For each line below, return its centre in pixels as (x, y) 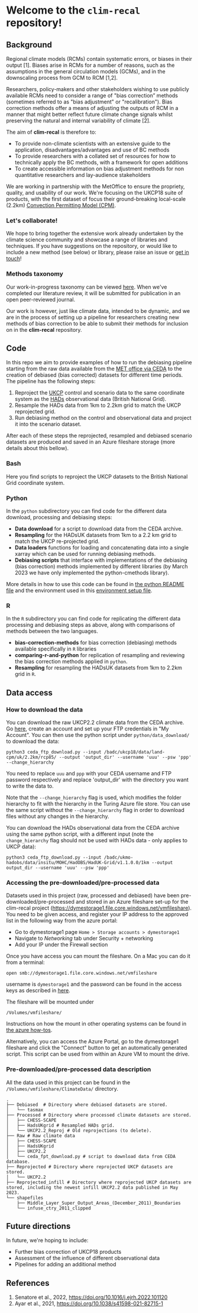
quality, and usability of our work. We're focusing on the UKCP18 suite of (95, 193)
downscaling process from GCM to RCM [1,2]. (62, 78)
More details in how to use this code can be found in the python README (95, 584)
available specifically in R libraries (56, 649)
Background (29, 45)
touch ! (14, 258)
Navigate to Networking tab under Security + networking (84, 939)
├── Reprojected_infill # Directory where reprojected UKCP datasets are (99, 1182)
